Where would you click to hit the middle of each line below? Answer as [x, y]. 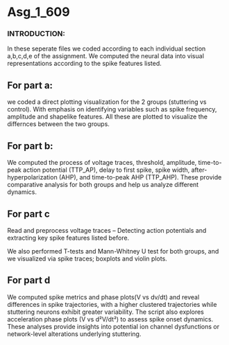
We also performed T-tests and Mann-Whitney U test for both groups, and [113, 251]
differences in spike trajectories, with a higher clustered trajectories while [112, 304]
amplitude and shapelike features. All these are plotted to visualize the [108, 117]
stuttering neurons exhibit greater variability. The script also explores [106, 312]
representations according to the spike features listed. [84, 64]
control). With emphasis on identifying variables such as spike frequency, [112, 109]
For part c [28, 214]
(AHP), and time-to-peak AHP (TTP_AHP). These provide [140, 177]
